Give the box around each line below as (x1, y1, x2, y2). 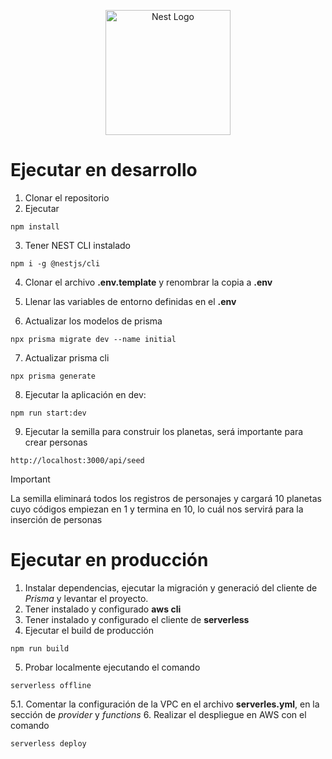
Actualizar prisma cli (24, 351, 110, 364)
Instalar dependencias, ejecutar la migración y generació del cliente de (24, 581, 318, 594)
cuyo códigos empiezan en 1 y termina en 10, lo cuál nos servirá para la (10, 503, 304, 515)
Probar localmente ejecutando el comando (24, 661, 201, 673)
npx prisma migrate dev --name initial (10, 334, 177, 344)
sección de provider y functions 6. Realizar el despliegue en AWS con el (10, 708, 307, 720)
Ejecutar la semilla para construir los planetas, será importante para (24, 425, 304, 437)
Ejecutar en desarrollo (10, 159, 198, 182)
